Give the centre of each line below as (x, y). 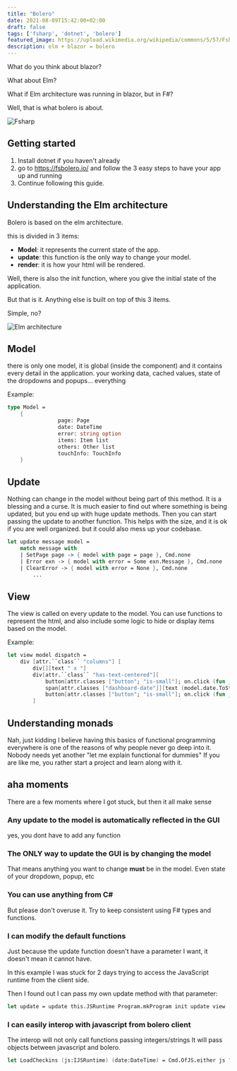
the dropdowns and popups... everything (67, 381)
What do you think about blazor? (55, 67)
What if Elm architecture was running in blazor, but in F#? (91, 94)
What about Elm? (32, 80)
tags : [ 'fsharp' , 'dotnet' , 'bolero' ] (64, 34)
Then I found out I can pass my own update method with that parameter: (113, 993)
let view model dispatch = (47, 655)
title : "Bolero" (31, 14)
